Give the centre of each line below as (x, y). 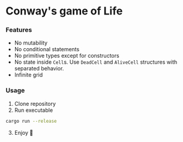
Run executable (34, 110)
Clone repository (35, 103)
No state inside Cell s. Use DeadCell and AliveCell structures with (96, 62)
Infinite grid (28, 75)
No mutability (31, 43)
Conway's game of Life (64, 11)
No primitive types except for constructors (67, 56)
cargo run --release (31, 121)
